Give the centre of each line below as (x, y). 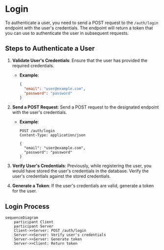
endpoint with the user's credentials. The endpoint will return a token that (79, 28)
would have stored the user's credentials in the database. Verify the (80, 171)
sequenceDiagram (22, 218)
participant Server (34, 226)
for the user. (24, 191)
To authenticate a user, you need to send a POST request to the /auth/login (82, 23)
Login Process (27, 207)
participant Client (34, 222)
